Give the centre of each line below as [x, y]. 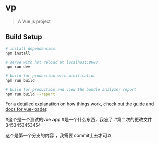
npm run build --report [30, 94]
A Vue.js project [34, 21]
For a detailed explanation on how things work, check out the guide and [80, 104]
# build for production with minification [50, 76]
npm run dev [18, 67]
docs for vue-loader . [26, 109]
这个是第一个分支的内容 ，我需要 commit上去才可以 [59, 135]
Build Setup [24, 37]
